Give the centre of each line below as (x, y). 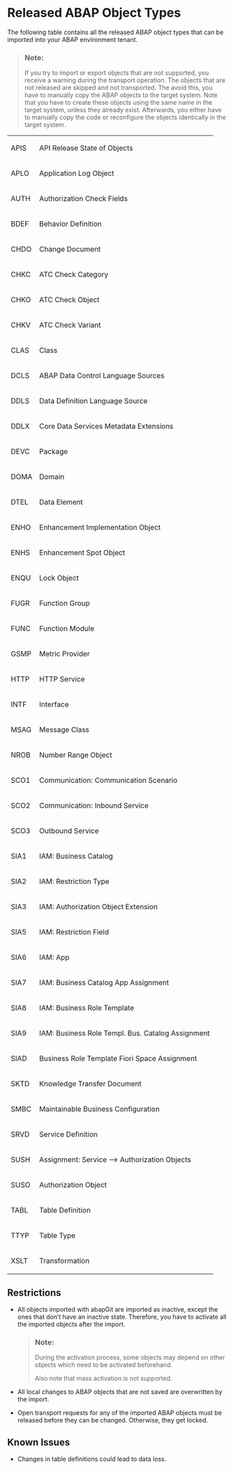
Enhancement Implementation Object (100, 527)
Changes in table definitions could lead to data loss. (92, 1459)
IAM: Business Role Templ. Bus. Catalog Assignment (125, 1033)
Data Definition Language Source (93, 401)
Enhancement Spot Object (82, 553)
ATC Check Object (69, 300)
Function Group (65, 603)
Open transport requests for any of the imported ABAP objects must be (119, 1413)
